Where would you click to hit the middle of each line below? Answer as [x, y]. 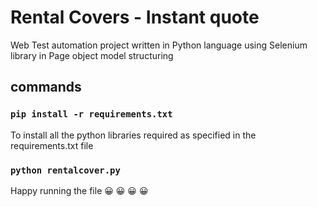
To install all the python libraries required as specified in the [133, 135]
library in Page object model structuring [92, 55]
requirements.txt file [52, 145]
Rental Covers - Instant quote [135, 17]
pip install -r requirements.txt [91, 114]
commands [46, 87]
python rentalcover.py [65, 170]
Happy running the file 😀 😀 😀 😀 [79, 190]
